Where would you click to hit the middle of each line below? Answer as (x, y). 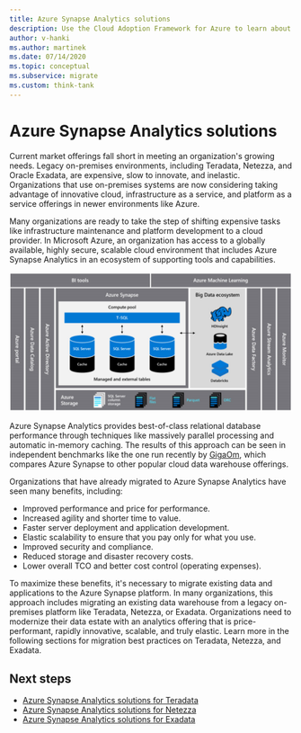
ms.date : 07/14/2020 (48, 57)
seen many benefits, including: (66, 491)
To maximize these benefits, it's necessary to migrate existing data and (141, 584)
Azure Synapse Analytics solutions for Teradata (111, 701)
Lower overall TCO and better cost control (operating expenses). (142, 566)
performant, (31, 631)
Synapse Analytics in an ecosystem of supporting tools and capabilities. (142, 259)
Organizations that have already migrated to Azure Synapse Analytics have (148, 482)
